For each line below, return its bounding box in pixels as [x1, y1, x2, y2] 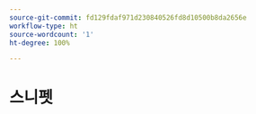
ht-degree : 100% [9, 38, 70, 48]
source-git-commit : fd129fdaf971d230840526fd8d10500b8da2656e [9, 13, 247, 22]
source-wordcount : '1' [9, 30, 94, 39]
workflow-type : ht [9, 22, 78, 31]
